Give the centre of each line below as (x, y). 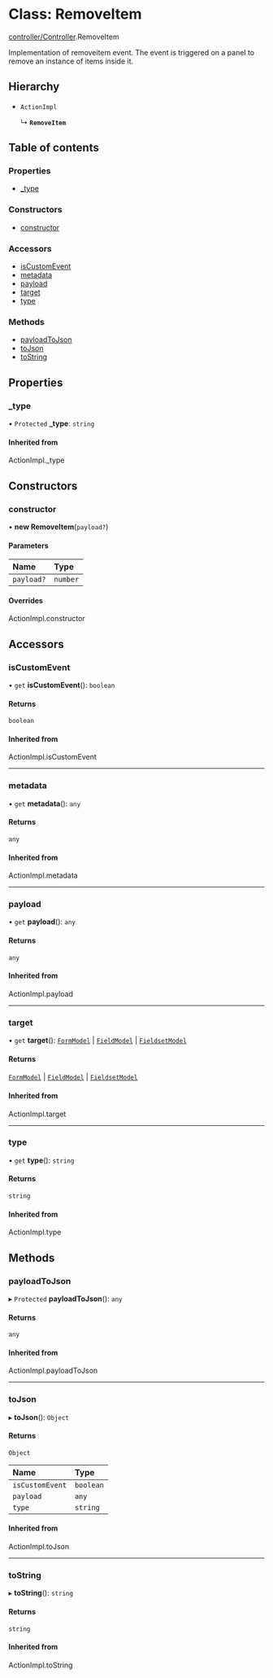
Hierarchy (34, 87)
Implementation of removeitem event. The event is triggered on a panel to (132, 52)
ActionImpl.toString (41, 1665)
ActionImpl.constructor (47, 619)
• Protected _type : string (52, 423)
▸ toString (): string (41, 1593)
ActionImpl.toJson (39, 1547)
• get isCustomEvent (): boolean (62, 685)
